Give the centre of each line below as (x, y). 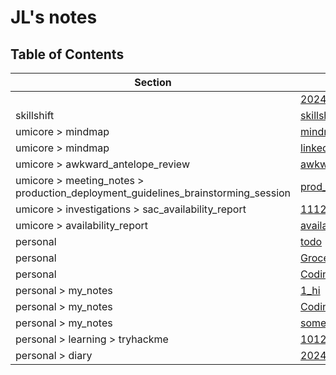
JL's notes (54, 17)
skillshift (35, 115)
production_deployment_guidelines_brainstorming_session (153, 193)
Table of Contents (67, 54)
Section (153, 82)
